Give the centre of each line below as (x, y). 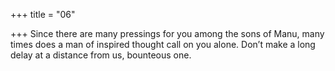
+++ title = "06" (43, 14)
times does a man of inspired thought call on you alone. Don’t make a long (163, 44)
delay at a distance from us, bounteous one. (101, 55)
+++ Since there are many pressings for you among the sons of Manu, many (167, 33)
